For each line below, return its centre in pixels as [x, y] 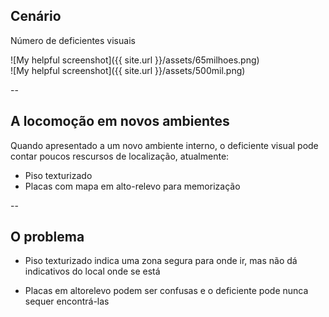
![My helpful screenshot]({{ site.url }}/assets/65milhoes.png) [135, 60]
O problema [47, 237]
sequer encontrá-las [67, 301]
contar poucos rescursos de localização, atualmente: [120, 156]
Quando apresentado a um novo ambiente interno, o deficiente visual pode [164, 145]
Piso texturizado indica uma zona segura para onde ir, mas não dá [161, 261]
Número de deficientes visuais [73, 40]
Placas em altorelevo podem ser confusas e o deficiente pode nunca [166, 291]
